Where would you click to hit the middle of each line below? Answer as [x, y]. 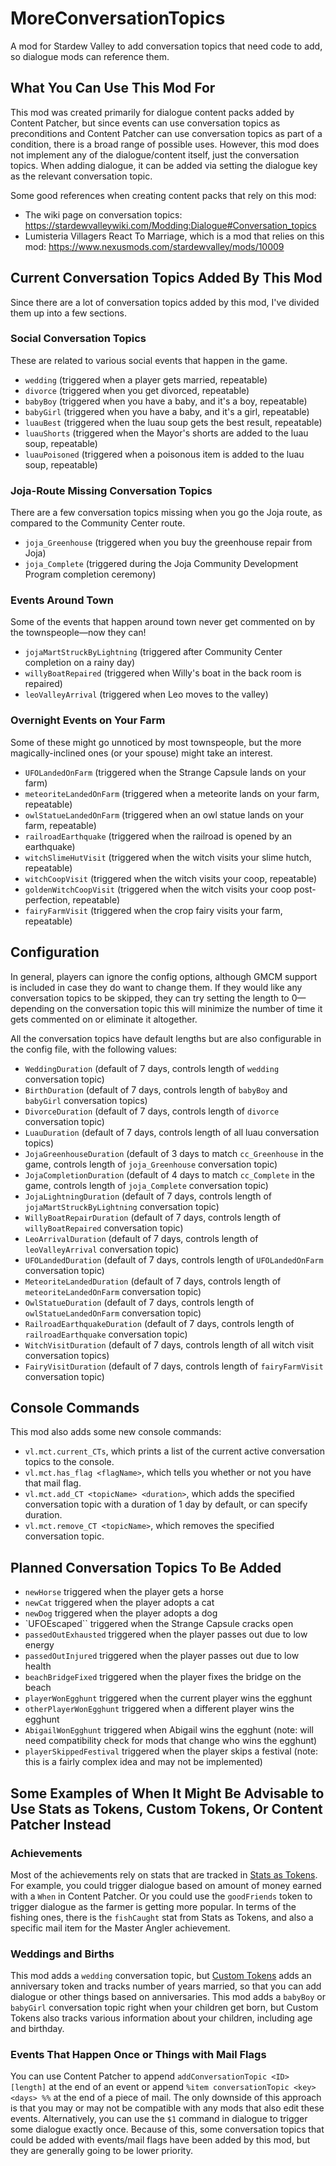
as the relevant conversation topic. [81, 176]
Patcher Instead [61, 1824]
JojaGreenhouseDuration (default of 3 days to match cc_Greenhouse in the [174, 1153]
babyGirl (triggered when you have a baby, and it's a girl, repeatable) [167, 411]
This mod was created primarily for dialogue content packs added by [152, 112]
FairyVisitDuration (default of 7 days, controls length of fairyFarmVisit [174, 1366]
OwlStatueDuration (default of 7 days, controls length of [139, 1302]
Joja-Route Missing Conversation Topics [111, 490]
